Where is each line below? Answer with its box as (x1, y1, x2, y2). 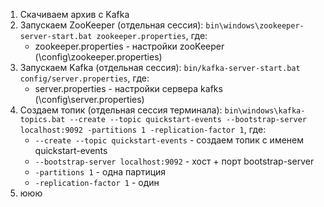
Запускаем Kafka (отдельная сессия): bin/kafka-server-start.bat (19, 62, 301, 73)
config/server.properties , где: (19, 72, 150, 84)
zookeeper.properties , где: (96, 30, 208, 41)
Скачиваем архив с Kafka (19, 9, 130, 20)
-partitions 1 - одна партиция (34, 166, 167, 178)
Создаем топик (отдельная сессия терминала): (19, 104, 223, 116)
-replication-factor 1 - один (34, 177, 160, 188)
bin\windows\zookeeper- (205, 21, 305, 31)
